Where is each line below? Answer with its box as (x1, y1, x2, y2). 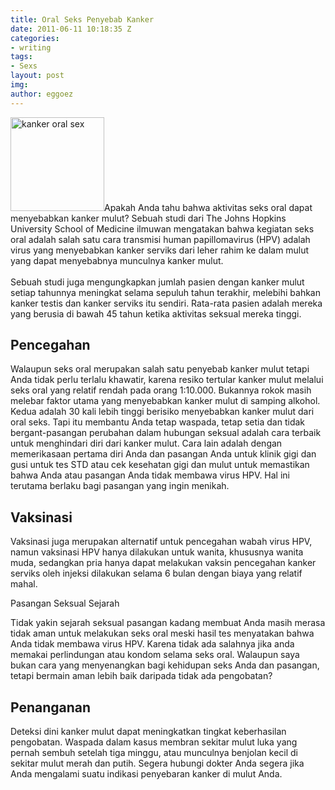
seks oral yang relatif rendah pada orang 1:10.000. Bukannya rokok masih (10, 384, 312, 396)
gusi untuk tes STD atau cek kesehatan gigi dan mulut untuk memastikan (10, 459, 310, 471)
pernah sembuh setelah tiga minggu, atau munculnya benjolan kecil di (10, 747, 298, 759)
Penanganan (10, 699, 92, 716)
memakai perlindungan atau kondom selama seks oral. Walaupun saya (10, 649, 300, 661)
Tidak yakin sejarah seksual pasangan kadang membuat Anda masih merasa (10, 617, 326, 629)
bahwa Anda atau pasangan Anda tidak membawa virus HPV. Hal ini (10, 469, 290, 481)
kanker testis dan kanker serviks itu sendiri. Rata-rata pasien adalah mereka (10, 297, 323, 309)
